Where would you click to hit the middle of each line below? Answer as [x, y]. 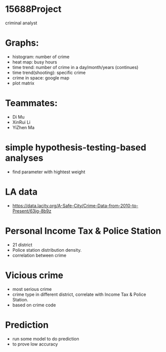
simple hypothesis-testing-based [76, 147]
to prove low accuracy [35, 344]
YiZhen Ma [23, 127]
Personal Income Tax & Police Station [83, 231]
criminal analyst [21, 23]
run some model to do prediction [46, 339]
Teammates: [31, 103]
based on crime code [34, 305]
